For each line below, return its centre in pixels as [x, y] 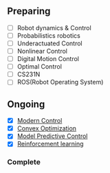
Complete [24, 162]
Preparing [29, 11]
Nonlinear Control [42, 51]
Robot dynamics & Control [54, 27]
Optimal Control [39, 67]
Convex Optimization [47, 128]
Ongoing [26, 104]
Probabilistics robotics [48, 35]
